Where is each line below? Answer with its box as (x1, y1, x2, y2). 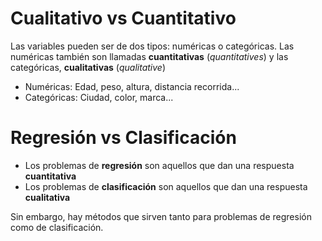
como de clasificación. (10, 221, 104, 233)
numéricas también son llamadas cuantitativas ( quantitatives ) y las (10, 50, 289, 62)
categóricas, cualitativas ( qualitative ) (10, 61, 166, 73)
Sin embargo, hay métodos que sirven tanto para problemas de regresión (10, 210, 312, 222)
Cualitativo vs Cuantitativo (10, 7, 237, 30)
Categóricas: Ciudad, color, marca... (24, 91, 174, 103)
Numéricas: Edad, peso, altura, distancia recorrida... (24, 80, 240, 92)
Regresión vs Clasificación (10, 127, 237, 149)
